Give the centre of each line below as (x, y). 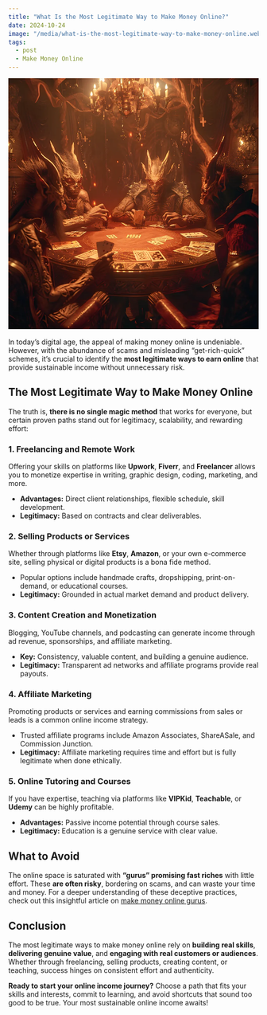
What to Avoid (44, 856)
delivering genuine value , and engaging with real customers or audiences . (133, 953)
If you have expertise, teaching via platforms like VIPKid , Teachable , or (125, 799)
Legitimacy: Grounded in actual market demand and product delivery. (134, 594)
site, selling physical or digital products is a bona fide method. (110, 562)
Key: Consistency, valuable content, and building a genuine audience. (134, 656)
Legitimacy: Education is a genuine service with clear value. (119, 831)
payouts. (34, 673)
